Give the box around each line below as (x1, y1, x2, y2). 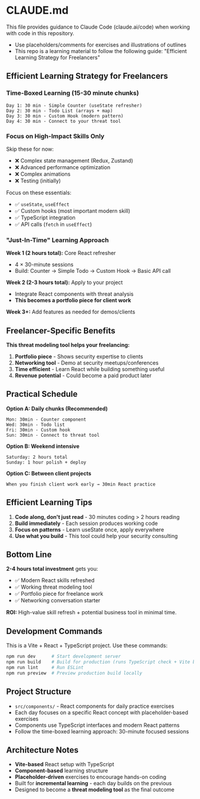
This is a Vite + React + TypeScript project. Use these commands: (6, 642, 168, 649)
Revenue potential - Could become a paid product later (14, 372, 152, 379)
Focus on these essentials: (6, 189, 71, 196)
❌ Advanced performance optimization (14, 163, 111, 170)
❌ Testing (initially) (14, 177, 61, 184)
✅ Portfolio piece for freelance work (14, 590, 104, 598)
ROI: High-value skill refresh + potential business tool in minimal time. (6, 609, 177, 616)
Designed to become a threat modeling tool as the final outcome (14, 786, 174, 793)
